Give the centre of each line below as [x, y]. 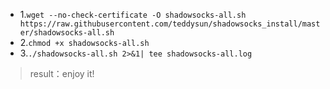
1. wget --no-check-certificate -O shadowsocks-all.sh [133, 14]
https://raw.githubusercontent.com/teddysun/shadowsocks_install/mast [170, 24]
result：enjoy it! [62, 73]
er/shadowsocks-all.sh [67, 33]
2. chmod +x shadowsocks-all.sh [84, 42]
